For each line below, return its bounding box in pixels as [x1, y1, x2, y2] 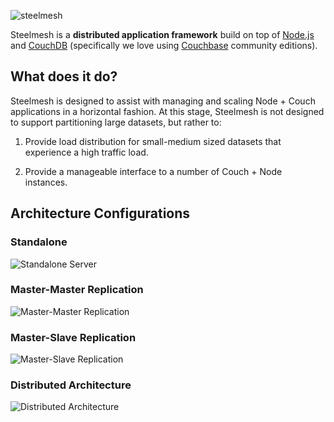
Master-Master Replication [10, 283, 144, 297]
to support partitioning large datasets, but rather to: [10, 116, 222, 128]
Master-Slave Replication [10, 330, 137, 344]
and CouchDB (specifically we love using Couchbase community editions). [10, 40, 318, 51]
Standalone [10, 235, 68, 249]
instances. [24, 176, 68, 188]
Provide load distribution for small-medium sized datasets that [24, 135, 282, 147]
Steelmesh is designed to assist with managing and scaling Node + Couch [10, 95, 316, 107]
